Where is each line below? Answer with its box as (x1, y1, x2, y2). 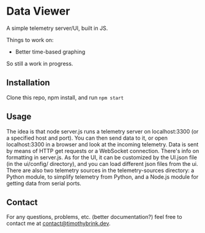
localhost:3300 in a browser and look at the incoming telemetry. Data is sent (6, 140, 199, 148)
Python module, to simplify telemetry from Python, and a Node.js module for (6, 173, 199, 181)
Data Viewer (6, 4, 70, 18)
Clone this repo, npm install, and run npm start (6, 93, 124, 101)
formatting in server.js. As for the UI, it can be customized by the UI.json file (6, 154, 198, 161)
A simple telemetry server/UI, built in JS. (6, 24, 108, 32)
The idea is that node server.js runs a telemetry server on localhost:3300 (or (6, 127, 199, 135)
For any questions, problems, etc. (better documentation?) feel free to (6, 213, 182, 221)
